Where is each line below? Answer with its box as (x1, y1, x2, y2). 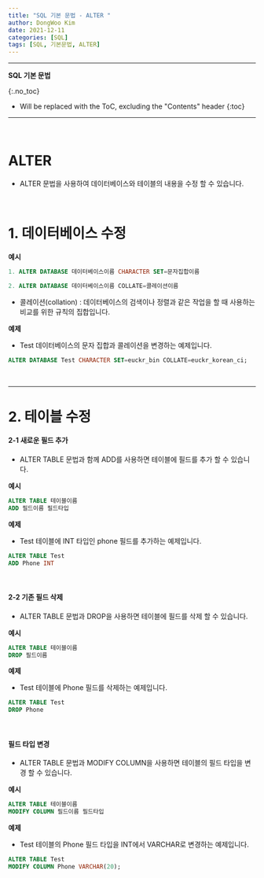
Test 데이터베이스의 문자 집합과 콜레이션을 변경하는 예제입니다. (19, 340, 212, 350)
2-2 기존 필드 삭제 (8, 592, 64, 602)
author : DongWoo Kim (8, 19, 76, 27)
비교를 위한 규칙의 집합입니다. (19, 307, 111, 316)
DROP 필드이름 (8, 651, 48, 659)
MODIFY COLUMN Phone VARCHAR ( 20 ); (8, 863, 122, 871)
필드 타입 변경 (8, 739, 49, 748)
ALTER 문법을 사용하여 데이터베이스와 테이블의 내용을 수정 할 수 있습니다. (19, 179, 244, 189)
